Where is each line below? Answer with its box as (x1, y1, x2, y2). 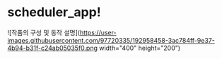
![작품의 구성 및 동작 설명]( (7, 28, 80, 37)
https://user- (79, 28, 117, 37)
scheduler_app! (7, 4, 101, 20)
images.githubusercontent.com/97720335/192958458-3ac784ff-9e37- (7, 36, 216, 44)
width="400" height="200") (98, 44, 181, 52)
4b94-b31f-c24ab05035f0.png (7, 44, 98, 52)
